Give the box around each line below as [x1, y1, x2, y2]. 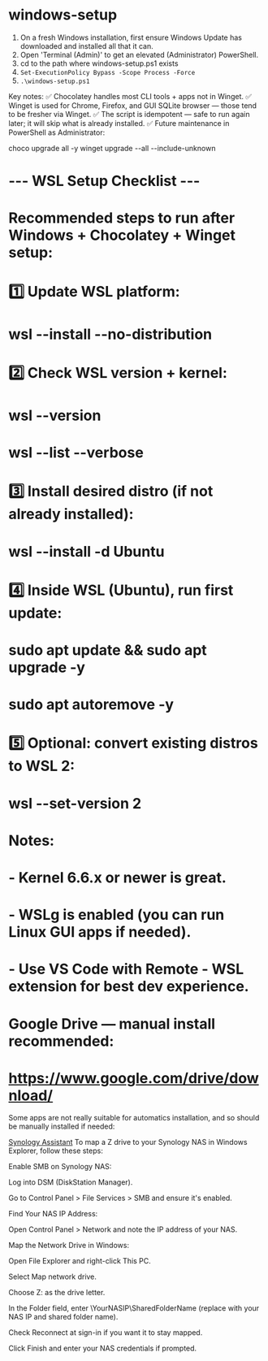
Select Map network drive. [8, 1272, 97, 1281]
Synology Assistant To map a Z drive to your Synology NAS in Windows [8, 1138, 248, 1147]
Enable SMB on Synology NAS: [8, 1162, 112, 1172]
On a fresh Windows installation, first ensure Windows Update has [19, 33, 242, 42]
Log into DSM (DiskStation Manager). [8, 1177, 133, 1187]
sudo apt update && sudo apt [8, 641, 207, 659]
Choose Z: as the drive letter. [8, 1288, 106, 1298]
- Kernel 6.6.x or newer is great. [8, 868, 227, 886]
